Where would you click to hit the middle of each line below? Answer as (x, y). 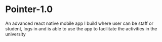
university (16, 34)
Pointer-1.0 (29, 9)
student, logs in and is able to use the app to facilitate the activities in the (81, 28)
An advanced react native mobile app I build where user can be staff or (79, 23)
